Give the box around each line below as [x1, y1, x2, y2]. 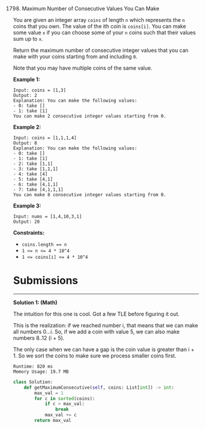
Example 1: [13, 76, 41, 83]
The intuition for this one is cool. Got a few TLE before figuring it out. [13, 310, 180, 317]
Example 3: [13, 202, 41, 209]
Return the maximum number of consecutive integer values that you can [13, 47, 189, 54]
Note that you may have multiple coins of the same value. [13, 64, 153, 71]
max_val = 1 [34, 390, 64, 396]
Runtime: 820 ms [13, 363, 53, 369]
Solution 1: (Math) [13, 298, 58, 306]
